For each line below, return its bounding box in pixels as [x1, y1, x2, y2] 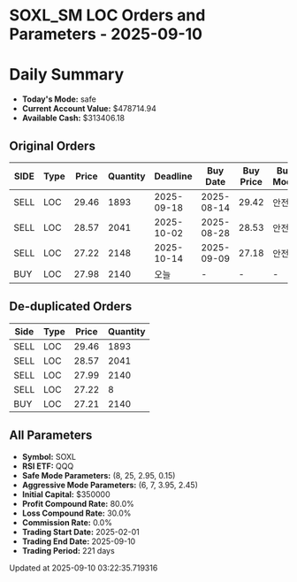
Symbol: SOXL [21, 451, 77, 462]
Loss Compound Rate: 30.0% [21, 508, 132, 518]
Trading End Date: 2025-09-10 [21, 536, 136, 547]
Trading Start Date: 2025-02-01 [21, 526, 140, 537]
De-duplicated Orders [9, 299, 133, 314]
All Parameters [9, 428, 93, 443]
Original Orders [9, 138, 95, 153]
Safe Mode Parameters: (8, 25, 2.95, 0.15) [21, 470, 176, 480]
